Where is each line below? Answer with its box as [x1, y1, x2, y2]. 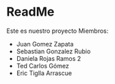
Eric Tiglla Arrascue [16, 69, 73, 77]
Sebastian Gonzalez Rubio [16, 47, 91, 55]
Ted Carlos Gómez [16, 61, 69, 70]
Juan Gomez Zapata [16, 40, 74, 48]
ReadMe [6, 4, 55, 20]
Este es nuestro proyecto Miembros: [6, 27, 109, 35]
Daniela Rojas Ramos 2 [16, 54, 81, 62]
